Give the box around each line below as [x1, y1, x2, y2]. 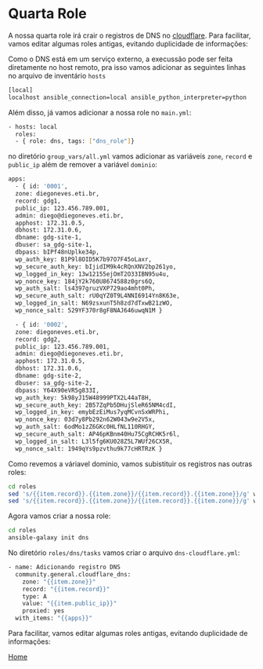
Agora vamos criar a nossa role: [8, 511, 111, 521]
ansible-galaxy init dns [8, 534, 89, 542]
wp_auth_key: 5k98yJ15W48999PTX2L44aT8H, [15, 393, 153, 401]
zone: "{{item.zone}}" [22, 578, 96, 586]
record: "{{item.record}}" [22, 585, 110, 593]
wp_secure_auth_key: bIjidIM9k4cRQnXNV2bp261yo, [15, 262, 177, 271]
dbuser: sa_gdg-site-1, [15, 241, 92, 249]
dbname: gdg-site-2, [15, 372, 82, 380]
